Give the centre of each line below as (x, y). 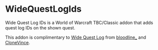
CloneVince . (18, 42)
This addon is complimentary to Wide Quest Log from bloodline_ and (76, 37)
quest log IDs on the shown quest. (40, 27)
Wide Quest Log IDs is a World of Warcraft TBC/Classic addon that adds (79, 23)
